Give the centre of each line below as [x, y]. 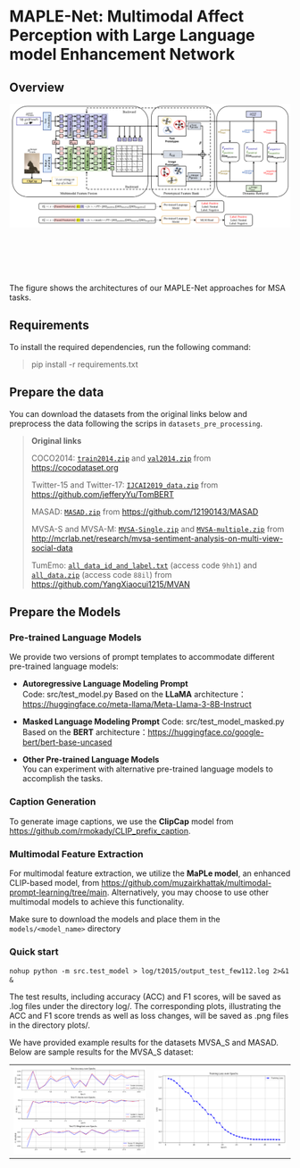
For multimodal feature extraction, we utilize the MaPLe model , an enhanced [150, 873]
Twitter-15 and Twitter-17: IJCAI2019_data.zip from [125, 485]
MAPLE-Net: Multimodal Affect [127, 17]
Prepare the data [57, 392]
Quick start [34, 951]
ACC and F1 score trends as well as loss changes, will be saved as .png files [149, 1016]
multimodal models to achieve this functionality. [97, 901]
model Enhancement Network [122, 54]
